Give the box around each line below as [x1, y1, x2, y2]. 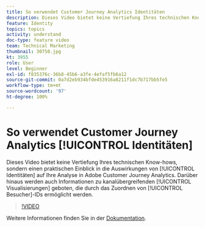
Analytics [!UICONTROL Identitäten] [6, 138, 193, 152]
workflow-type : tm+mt [6, 83, 62, 89]
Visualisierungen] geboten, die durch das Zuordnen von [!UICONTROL [6, 184, 183, 192]
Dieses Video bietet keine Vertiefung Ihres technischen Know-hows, [6, 158, 178, 166]
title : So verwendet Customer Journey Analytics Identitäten [6, 9, 165, 15]
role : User [6, 60, 34, 66]
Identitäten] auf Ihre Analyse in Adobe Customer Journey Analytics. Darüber [6, 171, 198, 178]
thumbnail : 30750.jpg [6, 49, 62, 55]
